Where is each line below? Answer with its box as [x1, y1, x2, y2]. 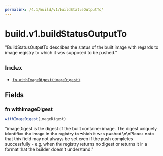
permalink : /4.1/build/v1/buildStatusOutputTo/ [5, 7, 104, 12]
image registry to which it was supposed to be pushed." [5, 49, 117, 55]
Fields [5, 91, 24, 99]
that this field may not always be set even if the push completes [5, 135, 133, 142]
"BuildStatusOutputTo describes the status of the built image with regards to [5, 45, 159, 50]
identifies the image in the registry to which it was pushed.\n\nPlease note [5, 131, 154, 136]
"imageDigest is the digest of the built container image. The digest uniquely [5, 125, 157, 131]
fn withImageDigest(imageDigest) [12, 78, 81, 83]
